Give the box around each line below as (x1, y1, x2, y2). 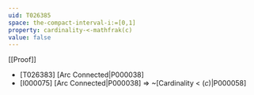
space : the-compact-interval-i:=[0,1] (8, 19, 136, 27)
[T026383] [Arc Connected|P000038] (19, 70, 145, 79)
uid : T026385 (8, 11, 51, 20)
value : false (8, 33, 51, 42)
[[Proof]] (8, 55, 37, 64)
